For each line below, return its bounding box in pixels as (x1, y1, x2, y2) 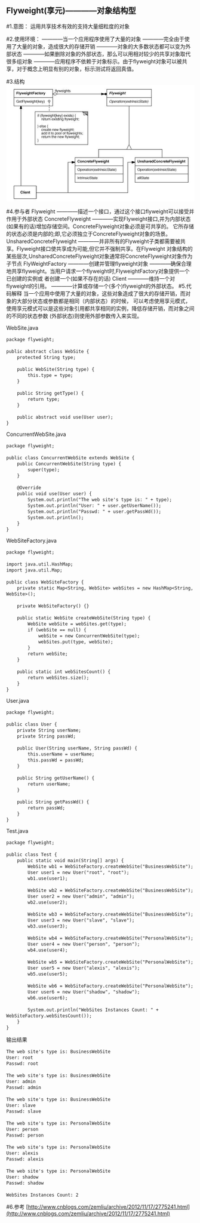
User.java (6, 697, 30, 704)
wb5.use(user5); (27, 971, 68, 977)
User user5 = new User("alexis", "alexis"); (27, 965, 140, 971)
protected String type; (17, 354, 76, 360)
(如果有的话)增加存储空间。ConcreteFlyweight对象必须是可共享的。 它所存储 (6, 223, 194, 230)
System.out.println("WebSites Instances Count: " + (27, 1007, 159, 1013)
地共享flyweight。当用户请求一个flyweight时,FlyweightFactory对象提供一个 (6, 268, 190, 275)
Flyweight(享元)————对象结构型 (6, 5, 136, 16)
